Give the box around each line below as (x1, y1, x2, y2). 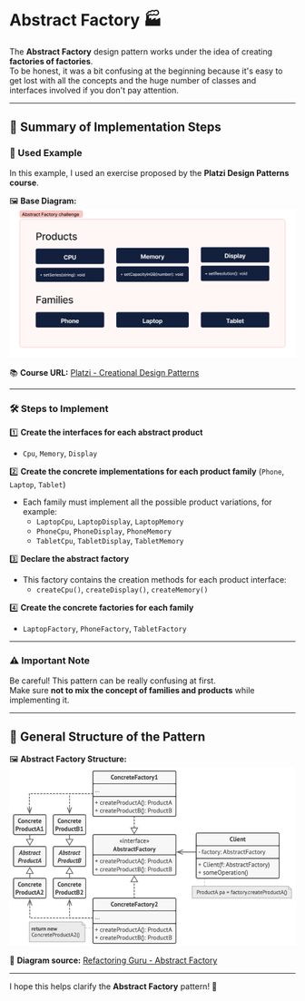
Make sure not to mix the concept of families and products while (9, 684, 255, 695)
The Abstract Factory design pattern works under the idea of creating (9, 45, 273, 57)
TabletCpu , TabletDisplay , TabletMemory (35, 535, 184, 546)
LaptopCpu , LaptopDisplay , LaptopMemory (35, 516, 184, 527)
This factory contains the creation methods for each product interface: (22, 574, 288, 585)
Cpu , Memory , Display (22, 448, 98, 459)
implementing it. (9, 694, 70, 705)
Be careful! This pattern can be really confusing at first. (9, 675, 216, 686)
